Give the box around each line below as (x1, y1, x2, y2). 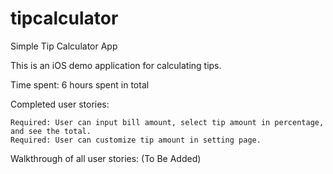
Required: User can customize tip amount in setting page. (10, 135, 262, 145)
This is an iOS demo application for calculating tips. (10, 59, 222, 71)
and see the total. (10, 126, 92, 136)
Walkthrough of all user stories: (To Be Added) (10, 152, 202, 164)
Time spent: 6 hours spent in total (10, 78, 150, 91)
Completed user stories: (10, 98, 110, 110)
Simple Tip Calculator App (10, 40, 118, 52)
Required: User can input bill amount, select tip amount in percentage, (10, 117, 325, 127)
